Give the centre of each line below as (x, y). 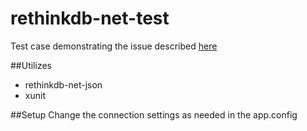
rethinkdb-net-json (63, 84)
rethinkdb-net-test (90, 18)
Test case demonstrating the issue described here (114, 46)
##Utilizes (31, 65)
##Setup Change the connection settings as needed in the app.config (154, 114)
